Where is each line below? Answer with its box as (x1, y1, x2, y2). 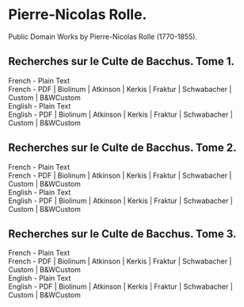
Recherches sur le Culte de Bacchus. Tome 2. (8, 141, 237, 155)
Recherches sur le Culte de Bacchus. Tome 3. (8, 227, 237, 240)
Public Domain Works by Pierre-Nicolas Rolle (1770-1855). (8, 32, 198, 41)
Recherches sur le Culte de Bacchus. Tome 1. (8, 55, 235, 68)
